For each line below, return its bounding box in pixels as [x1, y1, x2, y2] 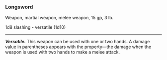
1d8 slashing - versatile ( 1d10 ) [5, 24, 66, 30]
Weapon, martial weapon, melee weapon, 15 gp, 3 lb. [5, 15, 114, 21]
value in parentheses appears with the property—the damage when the [5, 44, 152, 50]
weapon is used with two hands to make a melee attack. [5, 49, 120, 55]
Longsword [5, 3, 33, 10]
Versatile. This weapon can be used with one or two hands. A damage [5, 39, 150, 45]
